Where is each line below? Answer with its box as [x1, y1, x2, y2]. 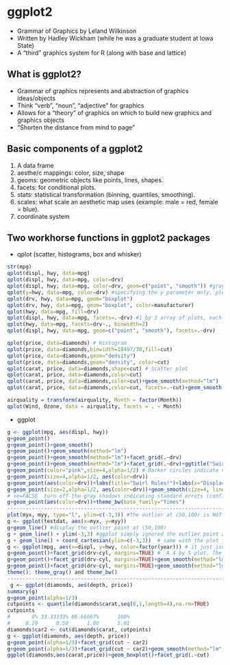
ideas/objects [16, 94, 56, 102]
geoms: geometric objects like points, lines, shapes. [16, 176, 164, 184]
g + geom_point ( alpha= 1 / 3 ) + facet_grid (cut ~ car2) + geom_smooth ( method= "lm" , [7, 645, 225, 652]
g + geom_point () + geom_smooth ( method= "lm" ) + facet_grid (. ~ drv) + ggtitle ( [7, 461, 210, 468]
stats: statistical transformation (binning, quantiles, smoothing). [16, 190, 196, 199]
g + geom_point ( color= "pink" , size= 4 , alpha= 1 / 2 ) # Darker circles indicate [7, 467, 219, 474]
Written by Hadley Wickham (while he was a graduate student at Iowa [16, 34, 214, 42]
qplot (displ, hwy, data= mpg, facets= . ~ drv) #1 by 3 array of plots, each [7, 315, 222, 322]
